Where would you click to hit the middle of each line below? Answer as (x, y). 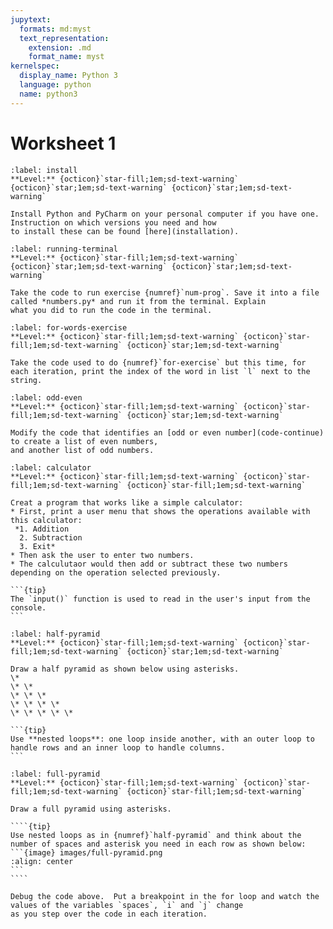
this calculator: (46, 520)
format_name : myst (66, 57)
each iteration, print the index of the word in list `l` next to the (160, 371)
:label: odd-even (46, 397)
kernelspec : (35, 66)
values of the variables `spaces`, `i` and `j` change (127, 905)
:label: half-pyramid (55, 634)
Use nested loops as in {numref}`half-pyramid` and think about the (156, 835)
